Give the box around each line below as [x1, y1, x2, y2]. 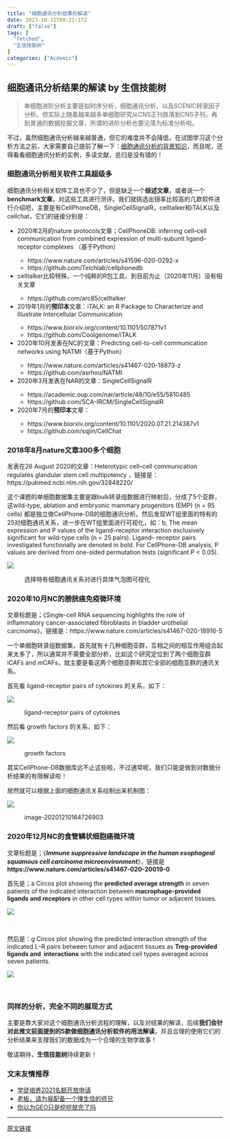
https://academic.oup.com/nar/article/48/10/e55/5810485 [27, 390, 190, 399]
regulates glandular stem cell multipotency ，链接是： [7, 471, 159, 479]
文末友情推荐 [7, 1069, 50, 1079]
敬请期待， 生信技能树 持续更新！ [7, 1050, 97, 1059]
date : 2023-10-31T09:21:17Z [7, 16, 88, 23]
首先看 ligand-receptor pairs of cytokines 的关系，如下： [7, 682, 166, 690]
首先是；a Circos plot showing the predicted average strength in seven [7, 879, 209, 887]
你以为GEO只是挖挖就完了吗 [16, 1103, 97, 1112]
